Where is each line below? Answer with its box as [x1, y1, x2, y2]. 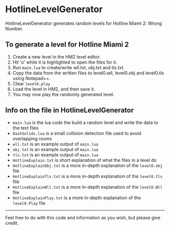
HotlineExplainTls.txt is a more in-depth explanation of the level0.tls [12, 173, 163, 179]
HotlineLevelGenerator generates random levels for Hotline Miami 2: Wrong [5, 20, 162, 26]
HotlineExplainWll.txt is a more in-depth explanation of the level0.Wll [12, 183, 163, 190]
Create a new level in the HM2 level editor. [12, 54, 101, 60]
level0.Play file [12, 200, 46, 206]
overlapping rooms [12, 135, 52, 142]
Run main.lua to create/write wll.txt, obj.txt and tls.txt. [12, 64, 125, 70]
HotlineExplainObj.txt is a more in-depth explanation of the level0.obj [12, 162, 163, 168]
